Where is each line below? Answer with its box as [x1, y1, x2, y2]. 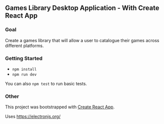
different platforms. [5, 43, 44, 49]
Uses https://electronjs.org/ [5, 114, 61, 120]
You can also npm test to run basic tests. [5, 80, 87, 86]
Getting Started [5, 55, 43, 62]
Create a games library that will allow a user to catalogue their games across [5, 37, 160, 43]
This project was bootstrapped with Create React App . [5, 104, 115, 110]
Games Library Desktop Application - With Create [5, 4, 160, 12]
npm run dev [12, 72, 37, 77]
